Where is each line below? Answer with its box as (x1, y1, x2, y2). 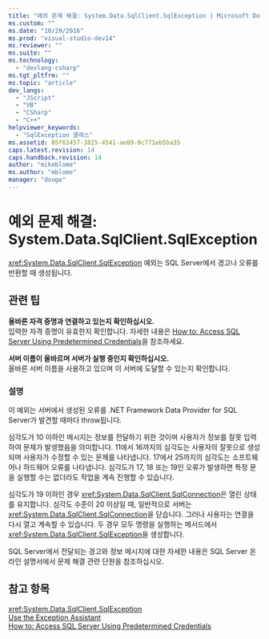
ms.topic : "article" (8, 79, 78, 87)
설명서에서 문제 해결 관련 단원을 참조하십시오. (22, 556, 165, 566)
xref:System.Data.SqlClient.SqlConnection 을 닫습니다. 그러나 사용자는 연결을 (8, 509, 255, 519)
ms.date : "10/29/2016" (8, 26, 84, 34)
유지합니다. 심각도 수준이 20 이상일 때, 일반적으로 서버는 (16, 499, 192, 509)
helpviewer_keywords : (8, 123, 81, 131)
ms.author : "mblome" (8, 168, 78, 176)
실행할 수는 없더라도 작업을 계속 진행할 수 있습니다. (16, 472, 175, 482)
